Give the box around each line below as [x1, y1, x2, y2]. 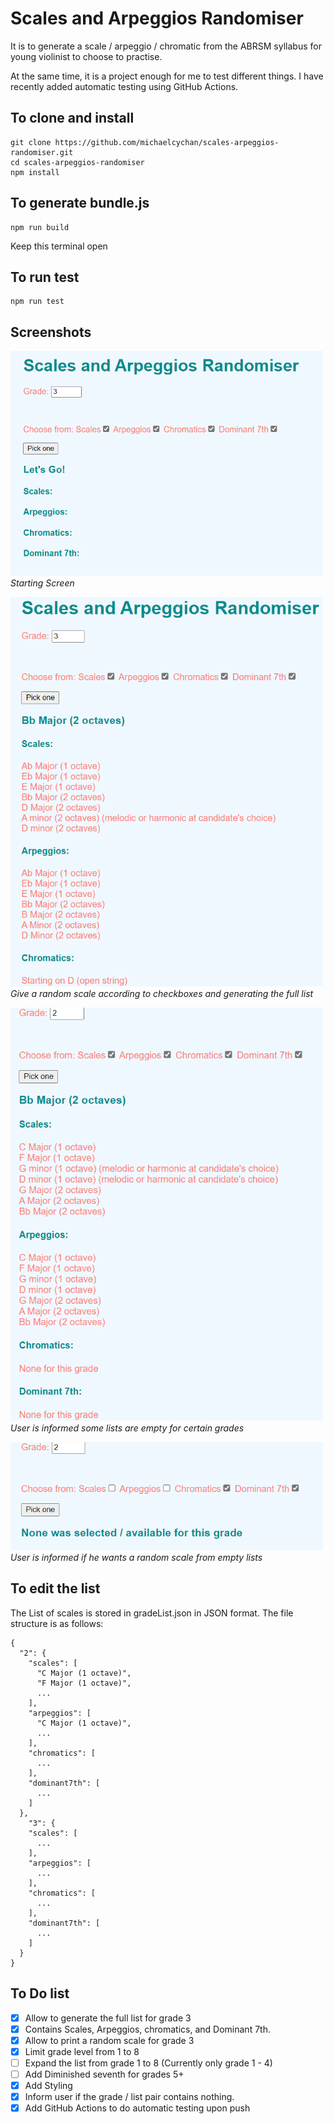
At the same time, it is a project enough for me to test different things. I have [10, 70, 324, 82]
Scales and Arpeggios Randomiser [10, 7, 304, 30]
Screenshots [10, 323, 92, 341]
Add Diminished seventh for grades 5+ [24, 2068, 185, 2080]
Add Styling [24, 2080, 73, 2092]
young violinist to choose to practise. [10, 50, 163, 62]
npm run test [10, 297, 65, 307]
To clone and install [10, 110, 135, 127]
